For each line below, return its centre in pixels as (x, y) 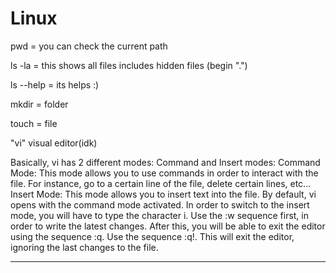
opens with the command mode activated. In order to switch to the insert (160, 204)
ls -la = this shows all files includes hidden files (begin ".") (129, 65)
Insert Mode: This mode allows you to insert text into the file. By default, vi (163, 194)
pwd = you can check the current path (89, 46)
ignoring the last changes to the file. (84, 247)
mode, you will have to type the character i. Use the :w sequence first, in (160, 215)
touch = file (34, 123)
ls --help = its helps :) (55, 84)
